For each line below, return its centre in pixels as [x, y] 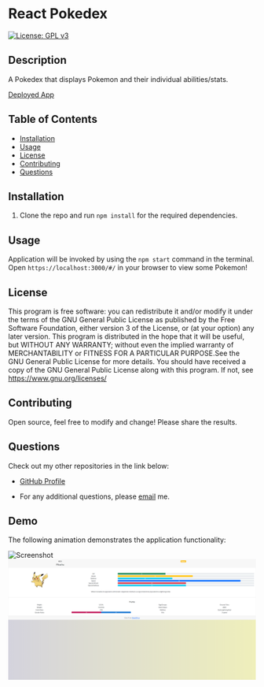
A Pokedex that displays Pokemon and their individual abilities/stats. [118, 79]
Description [37, 60]
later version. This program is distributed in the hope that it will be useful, [126, 336]
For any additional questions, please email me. [95, 496]
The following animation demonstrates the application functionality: [117, 540]
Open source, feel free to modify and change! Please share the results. [123, 421]
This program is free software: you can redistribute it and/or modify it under [130, 311]
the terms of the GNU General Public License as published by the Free [122, 319]
